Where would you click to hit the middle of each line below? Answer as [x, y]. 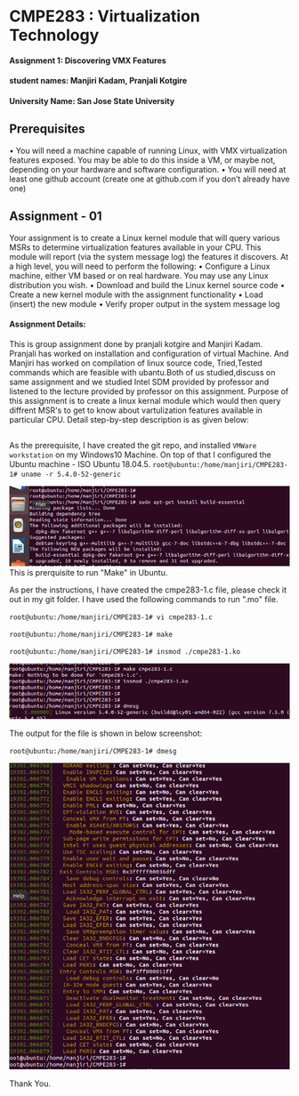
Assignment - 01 [56, 217]
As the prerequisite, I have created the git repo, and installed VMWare [133, 446]
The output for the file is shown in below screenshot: [106, 733]
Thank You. [30, 1084]
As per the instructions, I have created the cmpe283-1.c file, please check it [148, 590]
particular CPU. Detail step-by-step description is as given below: [129, 419]
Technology [54, 35]
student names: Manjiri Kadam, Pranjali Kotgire [98, 81]
